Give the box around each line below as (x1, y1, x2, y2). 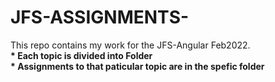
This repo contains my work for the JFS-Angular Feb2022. (10, 39, 251, 51)
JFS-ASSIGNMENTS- (10, 6, 190, 29)
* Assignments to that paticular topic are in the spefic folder (10, 60, 265, 72)
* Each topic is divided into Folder (10, 49, 153, 61)
